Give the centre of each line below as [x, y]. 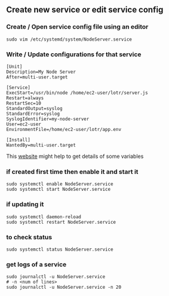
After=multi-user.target [37, 77]
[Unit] [14, 66]
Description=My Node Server [41, 72]
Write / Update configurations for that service [74, 54]
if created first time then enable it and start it [72, 172]
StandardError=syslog [33, 114]
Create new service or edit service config [85, 10]
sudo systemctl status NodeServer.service [60, 249]
